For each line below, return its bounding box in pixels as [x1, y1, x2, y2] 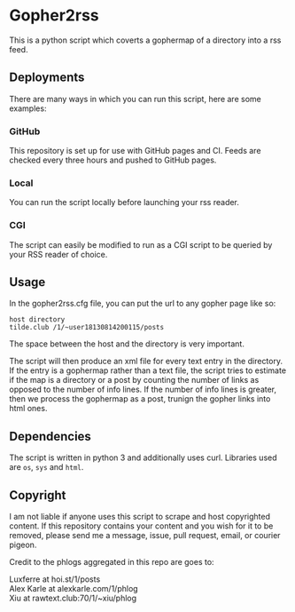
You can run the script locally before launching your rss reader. [9, 197, 239, 208]
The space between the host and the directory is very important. [9, 338, 245, 349]
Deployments [9, 70, 85, 85]
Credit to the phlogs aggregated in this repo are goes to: [9, 557, 214, 568]
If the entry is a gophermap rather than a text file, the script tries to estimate [9, 365, 286, 376]
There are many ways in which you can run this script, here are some [9, 93, 261, 104]
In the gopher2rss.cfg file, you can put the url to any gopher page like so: [9, 298, 276, 309]
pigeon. [9, 539, 37, 551]
